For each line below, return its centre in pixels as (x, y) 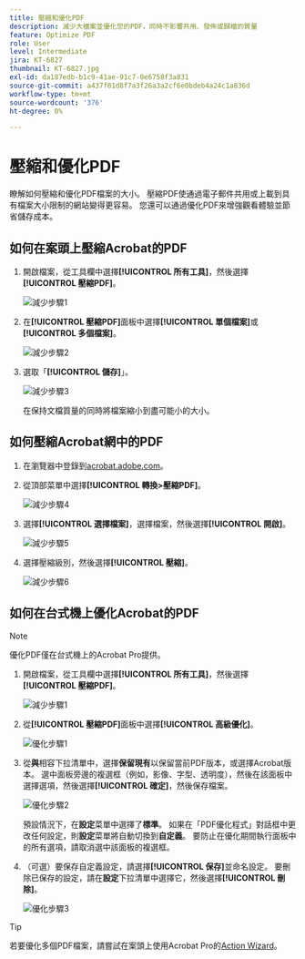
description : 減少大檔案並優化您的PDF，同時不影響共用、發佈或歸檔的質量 (133, 26)
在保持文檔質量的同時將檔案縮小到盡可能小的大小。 (118, 410)
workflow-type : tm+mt (51, 94)
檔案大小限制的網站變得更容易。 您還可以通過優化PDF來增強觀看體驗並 (150, 205)
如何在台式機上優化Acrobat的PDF (104, 613)
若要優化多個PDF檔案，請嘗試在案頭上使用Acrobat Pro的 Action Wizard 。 (146, 945)
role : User (30, 43)
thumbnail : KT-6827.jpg (55, 69)
